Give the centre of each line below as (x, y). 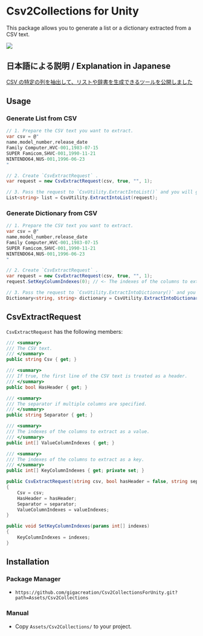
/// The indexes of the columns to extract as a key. (76, 459)
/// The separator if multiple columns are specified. (77, 404)
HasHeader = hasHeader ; (47, 498)
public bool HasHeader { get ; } (47, 387)
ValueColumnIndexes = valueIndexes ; (63, 510)
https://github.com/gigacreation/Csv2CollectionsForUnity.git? (96, 593)
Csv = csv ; (31, 493)
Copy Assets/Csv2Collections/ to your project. (73, 626)
